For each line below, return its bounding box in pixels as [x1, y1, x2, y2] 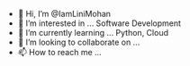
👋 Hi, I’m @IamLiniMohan [17, 9, 111, 19]
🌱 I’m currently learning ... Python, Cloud [17, 28, 169, 37]
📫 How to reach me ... [17, 47, 102, 57]
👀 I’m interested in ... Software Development [17, 18, 182, 29]
